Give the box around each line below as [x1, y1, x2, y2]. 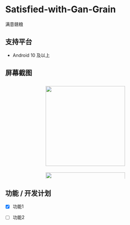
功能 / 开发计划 [5, 189, 52, 197]
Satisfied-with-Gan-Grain [5, 4, 116, 15]
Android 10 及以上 [12, 52, 50, 58]
